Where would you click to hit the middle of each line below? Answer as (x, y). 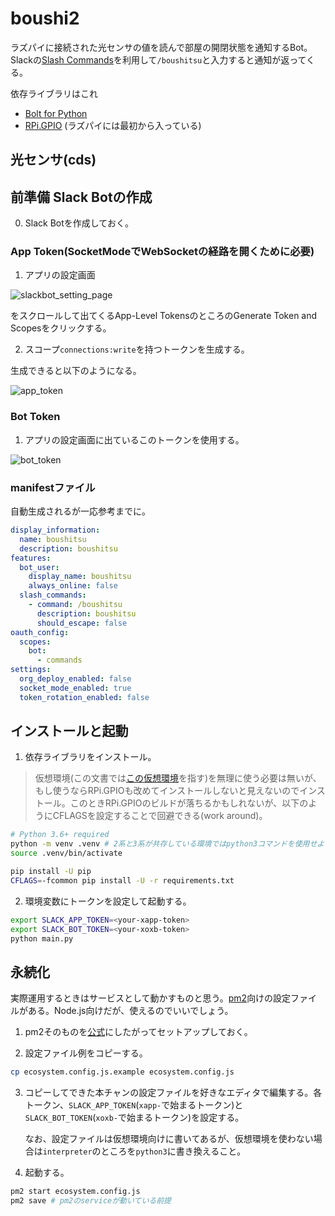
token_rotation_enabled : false (84, 697)
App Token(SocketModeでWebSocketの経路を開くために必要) (162, 252)
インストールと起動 (69, 731)
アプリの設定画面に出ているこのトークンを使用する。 (134, 439)
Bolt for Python (56, 113)
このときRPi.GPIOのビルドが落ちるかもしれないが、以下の (189, 803)
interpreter (67, 1152)
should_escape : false (82, 623)
